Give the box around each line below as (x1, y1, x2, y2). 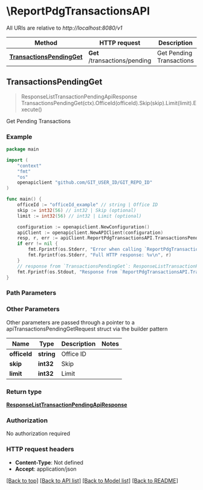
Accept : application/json (14, 465, 77, 472)
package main (6, 146, 39, 152)
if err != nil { (17, 240, 59, 247)
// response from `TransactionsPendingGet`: (17, 263, 131, 269)
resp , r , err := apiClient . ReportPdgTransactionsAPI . (17, 235, 155, 241)
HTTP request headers (6, 445, 74, 454)
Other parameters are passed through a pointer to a (6, 318, 135, 326)
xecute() (21, 106, 42, 113)
